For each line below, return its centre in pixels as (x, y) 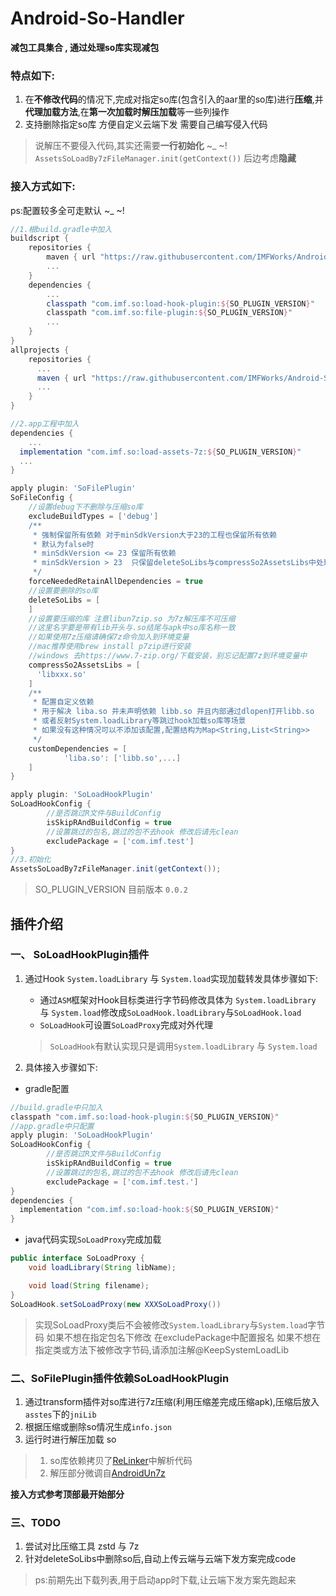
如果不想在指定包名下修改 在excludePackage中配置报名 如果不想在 (184, 1337)
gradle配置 (47, 1088)
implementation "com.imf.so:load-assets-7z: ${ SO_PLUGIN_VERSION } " (160, 452)
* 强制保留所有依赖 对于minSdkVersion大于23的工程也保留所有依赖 (155, 535)
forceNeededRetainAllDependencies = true (115, 582)
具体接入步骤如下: (61, 1067)
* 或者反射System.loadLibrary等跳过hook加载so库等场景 (139, 721)
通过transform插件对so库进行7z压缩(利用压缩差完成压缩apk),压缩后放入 (172, 1401)
